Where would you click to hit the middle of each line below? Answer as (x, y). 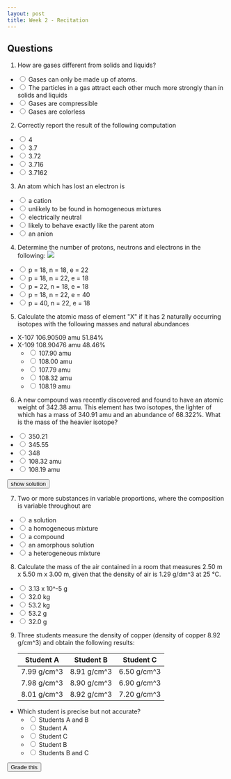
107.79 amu (55, 370)
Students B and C (64, 753)
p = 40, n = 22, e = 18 (59, 303)
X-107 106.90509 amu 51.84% (60, 338)
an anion (41, 234)
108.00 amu (56, 362)
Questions (30, 48)
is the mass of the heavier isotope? (67, 422)
